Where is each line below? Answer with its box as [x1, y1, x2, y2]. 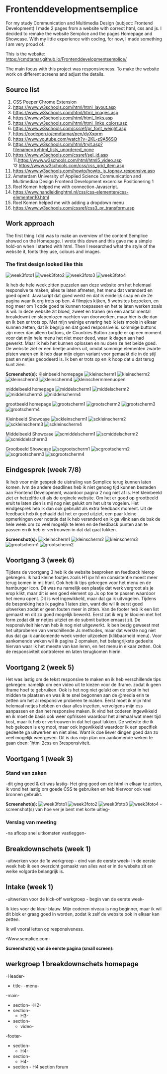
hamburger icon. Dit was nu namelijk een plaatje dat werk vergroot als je [5, 585, 154, 591]
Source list [5, 86, 40, 94]
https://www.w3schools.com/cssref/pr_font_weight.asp [12, 125, 127, 131]
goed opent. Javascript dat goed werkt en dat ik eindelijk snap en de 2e [5, 292, 153, 298]
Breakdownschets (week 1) [5, 845, 91, 853]
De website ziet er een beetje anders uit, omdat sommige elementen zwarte [5, 345, 161, 351]
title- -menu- [12, 983, 39, 989]
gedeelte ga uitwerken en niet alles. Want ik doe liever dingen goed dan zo [5, 729, 159, 735]
